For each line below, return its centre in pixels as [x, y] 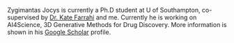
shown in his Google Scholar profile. [59, 32]
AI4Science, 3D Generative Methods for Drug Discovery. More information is [117, 25]
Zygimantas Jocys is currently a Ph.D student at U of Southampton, [104, 10]
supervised [23, 17]
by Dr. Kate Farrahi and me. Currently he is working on [119, 17]
